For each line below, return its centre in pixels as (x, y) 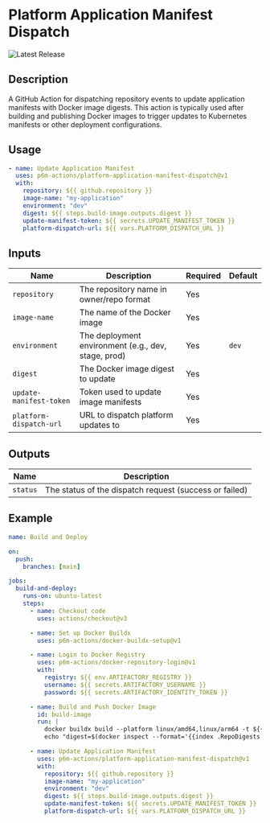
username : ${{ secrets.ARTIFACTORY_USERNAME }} (125, 685)
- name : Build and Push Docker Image (93, 707)
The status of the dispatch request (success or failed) (147, 490)
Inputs (25, 253)
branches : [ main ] (52, 566)
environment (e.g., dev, (123, 346)
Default (243, 276)
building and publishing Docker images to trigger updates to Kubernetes (128, 116)
